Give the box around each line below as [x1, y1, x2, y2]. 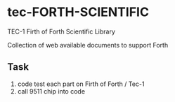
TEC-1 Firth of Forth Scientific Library [7, 27, 116, 36]
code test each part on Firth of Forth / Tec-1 [17, 80, 145, 88]
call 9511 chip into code [17, 87, 86, 95]
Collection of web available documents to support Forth [7, 41, 169, 49]
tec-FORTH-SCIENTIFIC [7, 4, 150, 20]
